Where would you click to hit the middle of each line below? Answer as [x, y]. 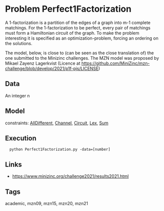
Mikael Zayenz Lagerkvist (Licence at [43, 63]
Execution [21, 138]
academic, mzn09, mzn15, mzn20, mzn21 [47, 203]
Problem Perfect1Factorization [68, 9]
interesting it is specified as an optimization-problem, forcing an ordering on [82, 38]
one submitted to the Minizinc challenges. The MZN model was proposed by [82, 58]
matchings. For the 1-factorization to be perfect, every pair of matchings [78, 27]
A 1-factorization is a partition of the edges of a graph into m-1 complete [78, 23]
